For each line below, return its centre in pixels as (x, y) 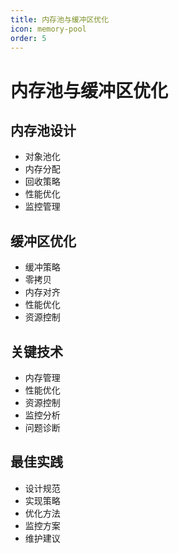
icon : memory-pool (48, 29)
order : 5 (28, 38)
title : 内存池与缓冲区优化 (60, 19)
